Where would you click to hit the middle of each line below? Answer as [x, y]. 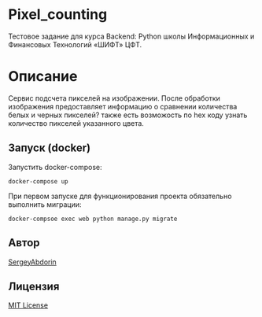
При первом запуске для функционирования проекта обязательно [120, 196]
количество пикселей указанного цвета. [76, 123]
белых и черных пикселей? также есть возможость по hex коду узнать [128, 115]
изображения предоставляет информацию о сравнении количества [123, 106]
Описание [43, 77]
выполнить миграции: [45, 204]
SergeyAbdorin [32, 262]
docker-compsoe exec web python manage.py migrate [93, 219]
